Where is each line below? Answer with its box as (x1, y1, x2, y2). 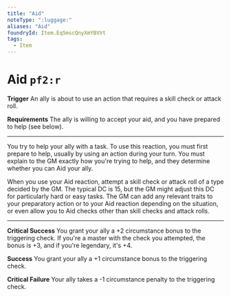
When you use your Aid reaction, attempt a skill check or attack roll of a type (7, 177, 224, 186)
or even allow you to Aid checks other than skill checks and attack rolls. (7, 207, 210, 215)
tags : (7, 36, 23, 43)
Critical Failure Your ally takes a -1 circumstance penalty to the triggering (7, 275, 215, 283)
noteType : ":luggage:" (7, 17, 72, 23)
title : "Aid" (7, 10, 45, 17)
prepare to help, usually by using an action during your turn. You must (7, 149, 205, 158)
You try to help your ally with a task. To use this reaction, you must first (7, 142, 208, 150)
